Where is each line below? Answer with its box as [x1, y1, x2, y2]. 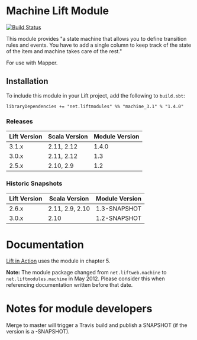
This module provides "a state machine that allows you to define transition [6, 35, 187, 42]
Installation [6, 76, 49, 86]
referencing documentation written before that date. [6, 281, 133, 289]
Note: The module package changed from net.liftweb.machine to [6, 269, 167, 276]
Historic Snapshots [6, 179, 63, 187]
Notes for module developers [6, 302, 153, 316]
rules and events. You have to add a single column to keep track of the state [6, 41, 191, 48]
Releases [6, 117, 34, 125]
